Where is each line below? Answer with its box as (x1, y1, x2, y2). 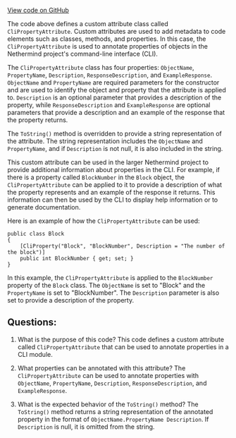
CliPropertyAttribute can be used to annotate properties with (17, 371, 199, 379)
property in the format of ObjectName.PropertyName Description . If (17, 415, 209, 423)
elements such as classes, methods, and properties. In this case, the (7, 35, 206, 43)
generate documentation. (7, 203, 81, 211)
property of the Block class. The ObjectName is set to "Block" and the (7, 281, 206, 289)
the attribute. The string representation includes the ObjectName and (7, 137, 203, 145)
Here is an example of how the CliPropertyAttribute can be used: (7, 217, 200, 225)
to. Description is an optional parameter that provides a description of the (7, 93, 222, 102)
